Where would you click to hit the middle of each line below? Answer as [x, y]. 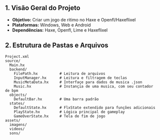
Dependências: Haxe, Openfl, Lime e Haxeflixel [60, 30]
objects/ [18, 95]
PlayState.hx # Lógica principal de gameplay [69, 112]
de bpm [12, 90]
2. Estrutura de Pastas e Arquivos [57, 45]
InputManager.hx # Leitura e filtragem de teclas [71, 78]
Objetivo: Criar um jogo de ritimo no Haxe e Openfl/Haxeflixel [74, 19]
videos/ [17, 129]
